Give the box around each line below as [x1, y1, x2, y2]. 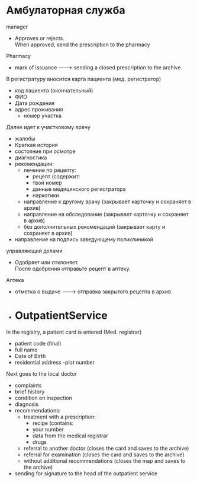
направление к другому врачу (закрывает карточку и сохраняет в [23, 198, 191, 205]
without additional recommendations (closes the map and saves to [23, 457, 186, 464]
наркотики [32, 191, 59, 199]
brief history [14, 388, 45, 395]
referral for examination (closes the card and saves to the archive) [23, 451, 185, 458]
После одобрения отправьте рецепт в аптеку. [14, 265, 131, 272]
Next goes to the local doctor [6, 370, 77, 377]
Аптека [6, 276, 24, 283]
